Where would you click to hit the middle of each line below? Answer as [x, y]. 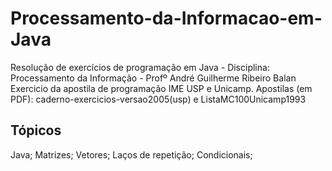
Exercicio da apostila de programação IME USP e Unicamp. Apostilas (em [161, 88]
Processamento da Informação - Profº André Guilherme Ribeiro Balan [153, 78]
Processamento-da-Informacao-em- [166, 18]
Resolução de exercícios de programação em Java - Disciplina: [140, 67]
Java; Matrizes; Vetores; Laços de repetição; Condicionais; [131, 154]
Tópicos [36, 130]
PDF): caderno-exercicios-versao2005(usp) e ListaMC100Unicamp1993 [158, 99]
